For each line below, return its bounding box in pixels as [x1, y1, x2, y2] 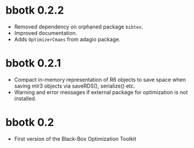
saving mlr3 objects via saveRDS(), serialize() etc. [14, 82, 135, 89]
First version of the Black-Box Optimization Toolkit [14, 135, 137, 142]
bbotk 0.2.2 [5, 4, 64, 17]
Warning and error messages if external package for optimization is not [14, 88, 188, 95]
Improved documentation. [14, 29, 77, 36]
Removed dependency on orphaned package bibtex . [14, 23, 143, 30]
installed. [14, 95, 37, 102]
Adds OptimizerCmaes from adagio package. [14, 36, 121, 43]
